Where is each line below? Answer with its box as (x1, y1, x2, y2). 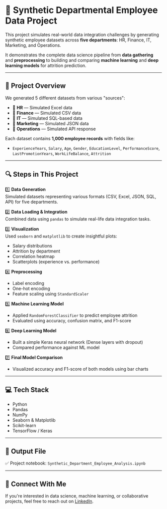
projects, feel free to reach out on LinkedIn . (5, 499, 94, 504)
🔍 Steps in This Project (5, 170, 79, 179)
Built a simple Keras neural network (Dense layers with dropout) (12, 339, 143, 345)
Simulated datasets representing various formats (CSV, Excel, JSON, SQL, (5, 193, 157, 199)
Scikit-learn (12, 423, 36, 429)
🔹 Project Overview (5, 82, 66, 90)
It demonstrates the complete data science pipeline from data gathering (5, 52, 154, 58)
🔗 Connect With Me (5, 480, 67, 488)
